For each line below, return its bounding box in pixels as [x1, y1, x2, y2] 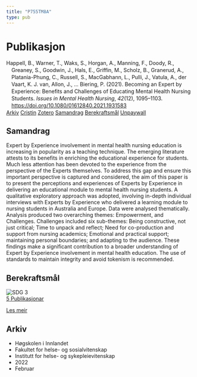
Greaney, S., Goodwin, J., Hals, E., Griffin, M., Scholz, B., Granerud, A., [11, 67, 184, 74]
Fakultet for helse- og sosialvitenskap [14, 346, 107, 353]
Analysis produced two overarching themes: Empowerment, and [6, 211, 164, 219]
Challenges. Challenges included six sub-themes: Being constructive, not [6, 218, 186, 225]
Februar [14, 365, 35, 372]
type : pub [6, 14, 31, 20]
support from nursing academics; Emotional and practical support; [6, 230, 170, 238]
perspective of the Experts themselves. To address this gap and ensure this [6, 167, 192, 175]
